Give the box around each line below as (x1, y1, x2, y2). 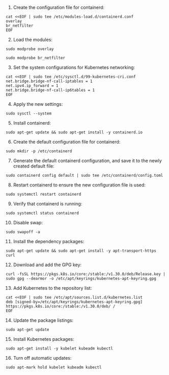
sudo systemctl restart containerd (6, 192, 81, 197)
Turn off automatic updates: (13, 355, 72, 361)
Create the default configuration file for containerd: (13, 139, 121, 145)
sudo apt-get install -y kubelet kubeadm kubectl (6, 346, 114, 351)
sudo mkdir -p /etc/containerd (6, 149, 72, 154)
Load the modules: (13, 37, 53, 42)
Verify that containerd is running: (13, 201, 82, 206)
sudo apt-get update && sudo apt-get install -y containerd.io (6, 130, 143, 135)
